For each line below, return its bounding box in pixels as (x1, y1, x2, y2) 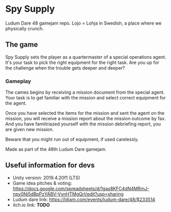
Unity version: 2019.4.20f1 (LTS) (12, 175, 80, 181)
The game (5, 40, 38, 49)
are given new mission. (5, 126, 54, 133)
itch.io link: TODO (12, 202, 50, 208)
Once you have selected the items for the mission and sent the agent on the (5, 110, 165, 116)
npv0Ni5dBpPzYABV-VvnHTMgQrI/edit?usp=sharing (12, 190, 124, 197)
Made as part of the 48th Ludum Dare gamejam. (5, 146, 107, 153)
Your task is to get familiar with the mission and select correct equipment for (5, 95, 166, 101)
